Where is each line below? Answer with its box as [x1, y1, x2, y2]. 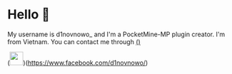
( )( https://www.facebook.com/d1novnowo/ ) [7, 58, 148, 67]
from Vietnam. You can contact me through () [7, 37, 141, 46]
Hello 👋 [7, 6, 50, 23]
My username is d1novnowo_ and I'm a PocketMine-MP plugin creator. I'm [7, 30, 226, 38]
